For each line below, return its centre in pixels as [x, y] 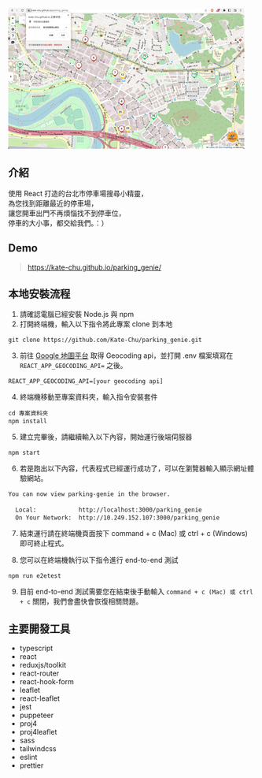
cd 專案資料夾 [28, 414]
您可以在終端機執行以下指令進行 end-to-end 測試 [99, 560]
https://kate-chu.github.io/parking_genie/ [94, 267]
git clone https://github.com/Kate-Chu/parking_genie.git [105, 340]
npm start [24, 453]
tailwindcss [38, 749]
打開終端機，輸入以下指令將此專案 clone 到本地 [96, 324]
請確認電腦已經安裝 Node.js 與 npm [77, 315]
